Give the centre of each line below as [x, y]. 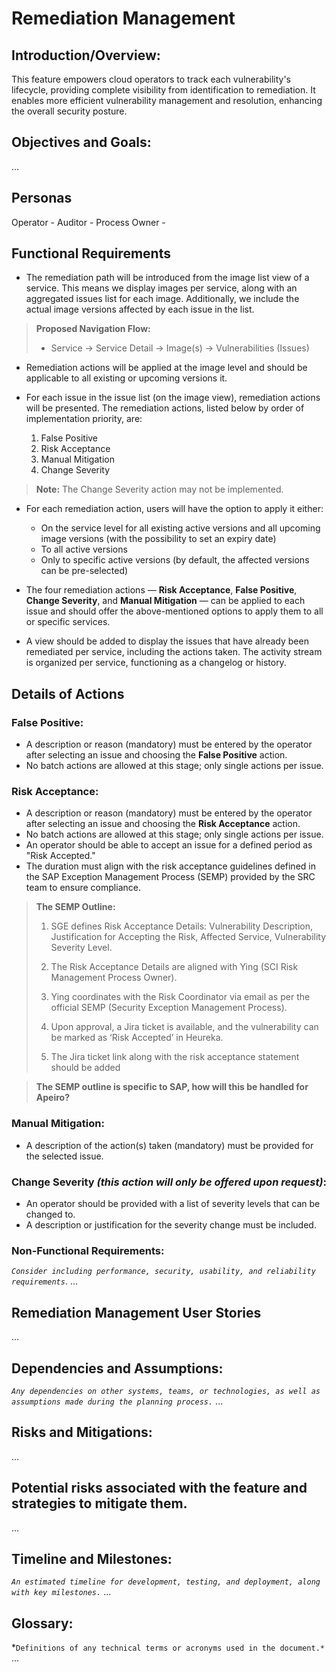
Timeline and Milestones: [92, 1558]
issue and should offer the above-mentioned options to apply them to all [174, 611]
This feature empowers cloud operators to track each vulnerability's [151, 79]
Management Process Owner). [114, 978]
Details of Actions [68, 693]
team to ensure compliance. [83, 888]
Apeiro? [52, 1098]
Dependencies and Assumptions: [117, 1368]
